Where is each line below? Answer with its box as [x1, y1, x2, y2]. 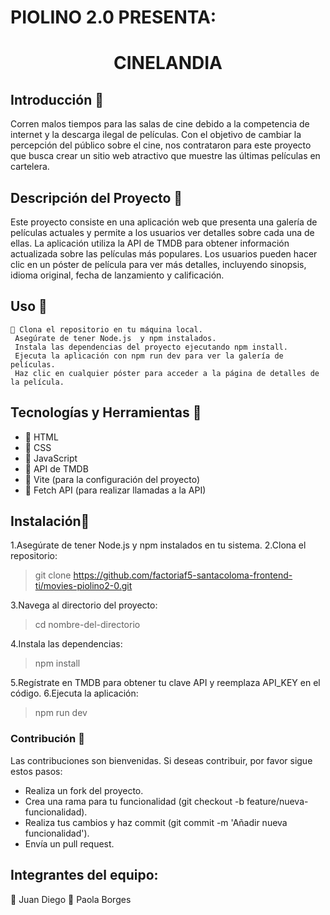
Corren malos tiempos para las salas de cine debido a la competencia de [10, 118, 310, 130]
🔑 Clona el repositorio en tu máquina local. [10, 324, 203, 335]
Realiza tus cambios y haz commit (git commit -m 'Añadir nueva [24, 816, 288, 828]
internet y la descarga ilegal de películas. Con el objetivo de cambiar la [10, 129, 302, 141]
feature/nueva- [246, 795, 309, 807]
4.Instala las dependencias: [10, 638, 123, 650]
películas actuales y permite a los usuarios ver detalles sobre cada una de [10, 227, 315, 238]
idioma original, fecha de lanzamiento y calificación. [10, 269, 225, 281]
